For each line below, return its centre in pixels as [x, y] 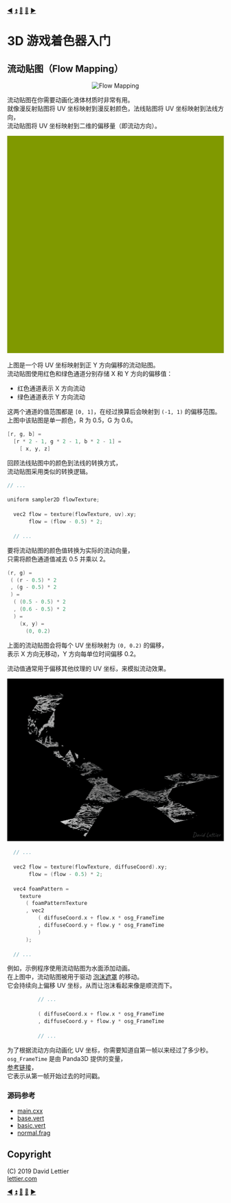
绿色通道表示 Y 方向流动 [51, 397]
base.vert [31, 1118]
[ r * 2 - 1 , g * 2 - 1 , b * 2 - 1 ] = [67, 441]
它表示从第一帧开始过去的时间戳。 [55, 1075]
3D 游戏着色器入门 [59, 41]
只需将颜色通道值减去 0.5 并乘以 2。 [58, 559]
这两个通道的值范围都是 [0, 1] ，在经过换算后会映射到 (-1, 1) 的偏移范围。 [114, 411]
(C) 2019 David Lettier [38, 1171]
